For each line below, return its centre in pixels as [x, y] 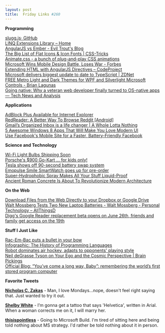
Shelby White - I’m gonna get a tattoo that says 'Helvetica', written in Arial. [81, 305]
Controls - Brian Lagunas [31, 85]
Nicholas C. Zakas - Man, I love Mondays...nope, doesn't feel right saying [80, 290]
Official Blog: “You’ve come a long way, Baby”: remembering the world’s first [82, 266]
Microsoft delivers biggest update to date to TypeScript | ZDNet [70, 74]
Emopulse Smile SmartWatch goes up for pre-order [57, 170]
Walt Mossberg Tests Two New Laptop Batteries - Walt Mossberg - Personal [82, 205]
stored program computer [31, 271]
